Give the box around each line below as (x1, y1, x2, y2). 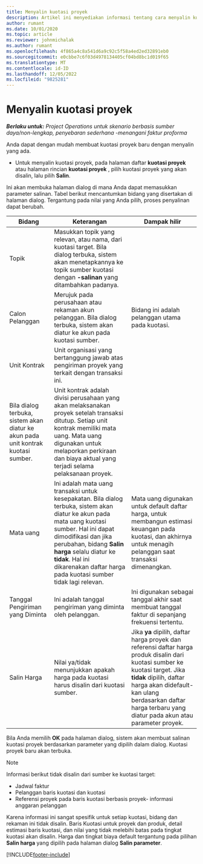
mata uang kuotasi (54, 517, 107, 526)
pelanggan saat (131, 548, 175, 556)
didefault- (164, 681, 194, 689)
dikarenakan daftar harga (54, 563, 126, 571)
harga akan (131, 681, 163, 689)
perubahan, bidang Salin (54, 540, 124, 549)
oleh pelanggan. (54, 611, 100, 619)
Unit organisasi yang (54, 346, 112, 355)
